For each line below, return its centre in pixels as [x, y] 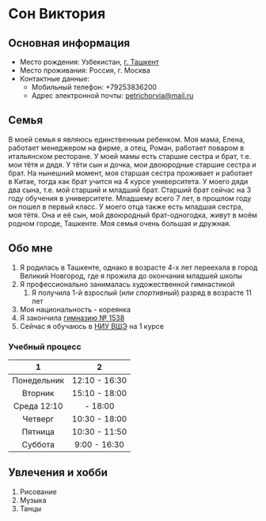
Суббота [38, 444]
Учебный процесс [45, 346]
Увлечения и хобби [58, 472]
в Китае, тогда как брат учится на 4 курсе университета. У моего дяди [128, 181]
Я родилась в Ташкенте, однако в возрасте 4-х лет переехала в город [139, 267]
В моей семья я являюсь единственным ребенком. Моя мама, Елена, [127, 139]
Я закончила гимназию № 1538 [72, 318]
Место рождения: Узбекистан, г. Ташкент [89, 62]
